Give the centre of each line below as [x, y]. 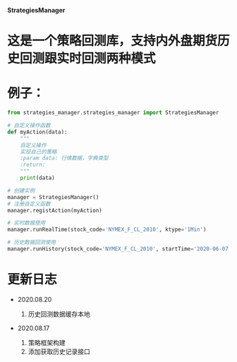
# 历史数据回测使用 [32, 243]
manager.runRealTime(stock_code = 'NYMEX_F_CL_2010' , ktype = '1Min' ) [107, 230]
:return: [33, 165]
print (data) [37, 178]
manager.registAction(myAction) [55, 210]
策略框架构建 [47, 342]
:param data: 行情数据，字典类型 [64, 158]
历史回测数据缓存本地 [59, 314]
